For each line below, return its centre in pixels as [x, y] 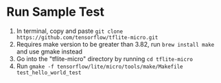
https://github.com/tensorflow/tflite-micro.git [87, 37]
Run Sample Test [55, 12]
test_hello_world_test [49, 73]
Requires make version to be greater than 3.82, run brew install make [115, 44]
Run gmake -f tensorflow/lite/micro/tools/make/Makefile [100, 66]
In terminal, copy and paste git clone [70, 31]
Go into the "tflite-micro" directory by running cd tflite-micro [105, 58]
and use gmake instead [49, 51]
